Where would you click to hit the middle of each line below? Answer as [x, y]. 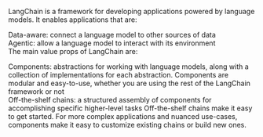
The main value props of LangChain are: [73, 51]
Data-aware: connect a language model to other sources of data [112, 35]
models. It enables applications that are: [73, 20]
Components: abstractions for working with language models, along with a [128, 67]
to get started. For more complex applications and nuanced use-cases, [123, 116]
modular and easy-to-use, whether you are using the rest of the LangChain [130, 83]
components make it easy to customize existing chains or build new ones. [128, 125]
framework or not [37, 92]
